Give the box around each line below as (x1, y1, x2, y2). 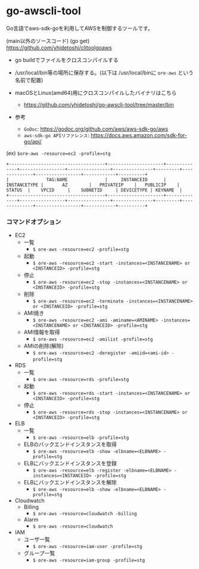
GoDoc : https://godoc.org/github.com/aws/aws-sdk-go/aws (23, 125, 169, 132)
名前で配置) (14, 76, 43, 84)
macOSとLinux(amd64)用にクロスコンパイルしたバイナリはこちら (14, 89, 177, 96)
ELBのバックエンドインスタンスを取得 (23, 441, 117, 448)
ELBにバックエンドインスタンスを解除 (23, 479, 117, 486)
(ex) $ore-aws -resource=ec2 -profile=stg (6, 149, 111, 156)
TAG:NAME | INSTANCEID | (46, 177, 167, 183)
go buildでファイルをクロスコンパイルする (14, 56, 119, 63)
